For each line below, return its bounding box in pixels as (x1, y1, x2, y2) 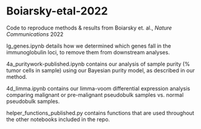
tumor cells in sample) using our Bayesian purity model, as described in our (6, 66, 196, 74)
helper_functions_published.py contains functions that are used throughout (6, 109, 194, 116)
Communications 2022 (6, 30, 64, 37)
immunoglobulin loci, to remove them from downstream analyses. (6, 48, 170, 55)
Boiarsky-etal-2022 (6, 4, 108, 18)
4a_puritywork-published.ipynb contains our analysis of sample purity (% (6, 60, 190, 68)
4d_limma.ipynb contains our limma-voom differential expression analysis (6, 84, 190, 92)
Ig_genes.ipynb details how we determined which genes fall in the (6, 42, 171, 49)
